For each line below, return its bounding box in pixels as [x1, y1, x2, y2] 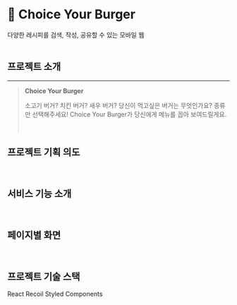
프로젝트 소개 [7, 61, 61, 73]
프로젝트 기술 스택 [7, 270, 80, 282]
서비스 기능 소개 [7, 187, 72, 200]
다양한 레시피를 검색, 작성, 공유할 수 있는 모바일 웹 [7, 30, 145, 39]
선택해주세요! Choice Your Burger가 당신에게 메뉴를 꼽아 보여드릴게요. [32, 109, 227, 119]
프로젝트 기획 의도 [7, 146, 80, 158]
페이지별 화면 [7, 229, 61, 241]
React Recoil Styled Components [7, 289, 103, 298]
